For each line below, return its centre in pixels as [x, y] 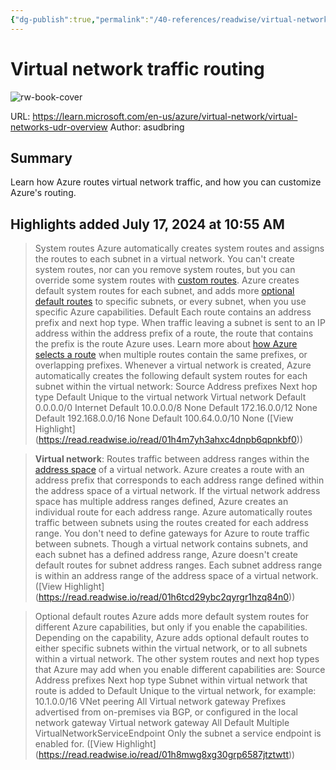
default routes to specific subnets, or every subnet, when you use [170, 302]
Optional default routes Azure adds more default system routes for [171, 617]
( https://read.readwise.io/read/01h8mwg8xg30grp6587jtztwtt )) [165, 755]
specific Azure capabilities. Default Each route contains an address [173, 312]
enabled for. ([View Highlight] [95, 744]
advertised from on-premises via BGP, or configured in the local [166, 712]
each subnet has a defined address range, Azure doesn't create [166, 555]
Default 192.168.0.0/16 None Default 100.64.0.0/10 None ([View [164, 418]
